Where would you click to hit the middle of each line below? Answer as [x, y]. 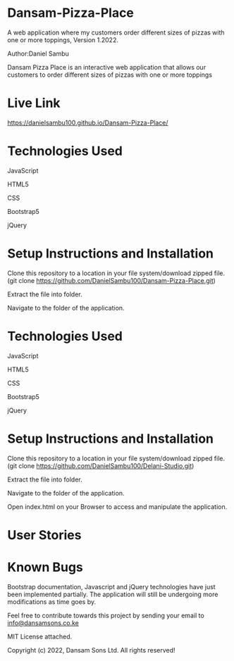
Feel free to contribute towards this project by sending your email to [106, 615]
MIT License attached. [40, 636]
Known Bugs [45, 567]
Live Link [34, 103]
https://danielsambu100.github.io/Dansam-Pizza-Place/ [88, 122]
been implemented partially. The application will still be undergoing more [113, 594]
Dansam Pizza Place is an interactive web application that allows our [107, 67]
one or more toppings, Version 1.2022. [63, 39]
